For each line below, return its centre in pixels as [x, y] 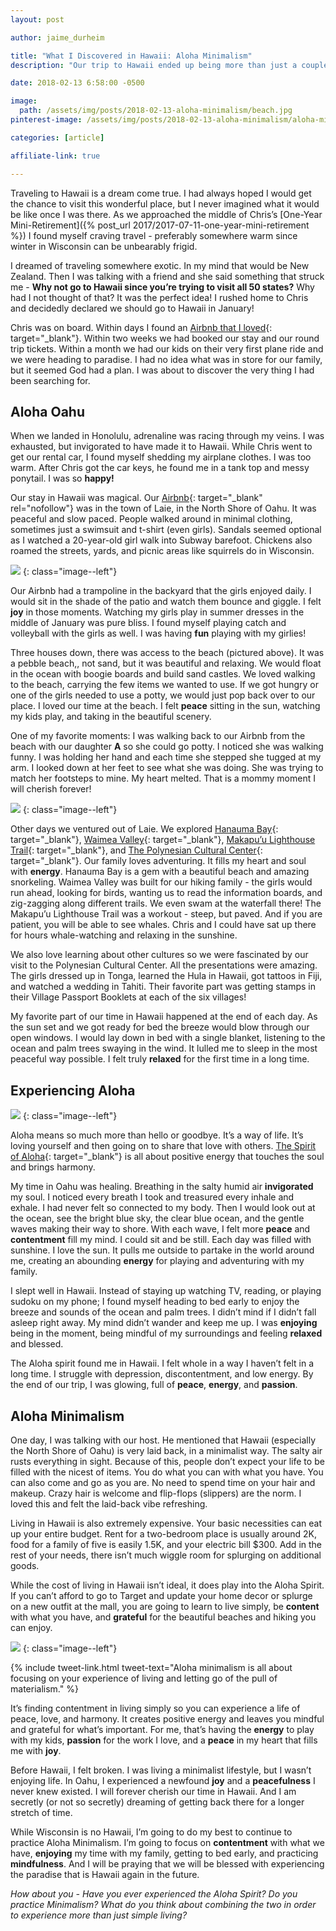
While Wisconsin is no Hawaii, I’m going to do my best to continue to [151, 1832]
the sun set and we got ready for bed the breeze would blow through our [160, 1027]
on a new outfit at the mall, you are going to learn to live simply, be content [165, 1606]
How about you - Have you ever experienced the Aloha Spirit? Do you [154, 1893]
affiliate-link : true [55, 156]
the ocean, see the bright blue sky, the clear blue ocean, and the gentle [157, 1218]
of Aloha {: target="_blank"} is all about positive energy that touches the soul [167, 1157]
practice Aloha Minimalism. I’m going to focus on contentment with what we [167, 1842]
